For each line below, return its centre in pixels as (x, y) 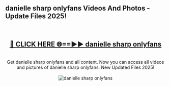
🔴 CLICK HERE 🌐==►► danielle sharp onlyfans (86, 44)
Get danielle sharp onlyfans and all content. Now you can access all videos (86, 62)
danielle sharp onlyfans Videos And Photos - (78, 8)
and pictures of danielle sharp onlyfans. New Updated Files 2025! (86, 67)
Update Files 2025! (36, 16)
